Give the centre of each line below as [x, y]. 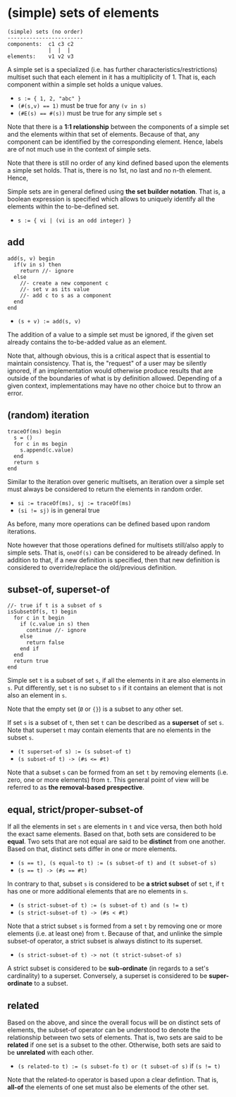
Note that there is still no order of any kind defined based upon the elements [118, 163]
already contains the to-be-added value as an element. [87, 342]
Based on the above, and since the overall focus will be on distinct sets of [114, 1022]
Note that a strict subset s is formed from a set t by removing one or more [115, 926]
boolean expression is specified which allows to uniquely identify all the [111, 199]
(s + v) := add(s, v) [49, 321]
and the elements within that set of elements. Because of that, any [103, 134]
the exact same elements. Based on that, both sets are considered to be [112, 834]
